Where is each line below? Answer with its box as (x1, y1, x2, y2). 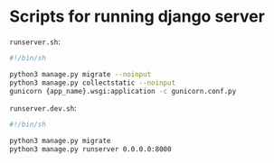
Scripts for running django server (9, 6, 265, 27)
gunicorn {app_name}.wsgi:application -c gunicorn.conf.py (9, 86, 237, 95)
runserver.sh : (9, 36, 61, 47)
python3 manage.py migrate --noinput (9, 69, 152, 78)
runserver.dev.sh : (9, 103, 77, 113)
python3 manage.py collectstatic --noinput (9, 78, 176, 87)
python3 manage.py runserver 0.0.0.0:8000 (9, 145, 172, 154)
